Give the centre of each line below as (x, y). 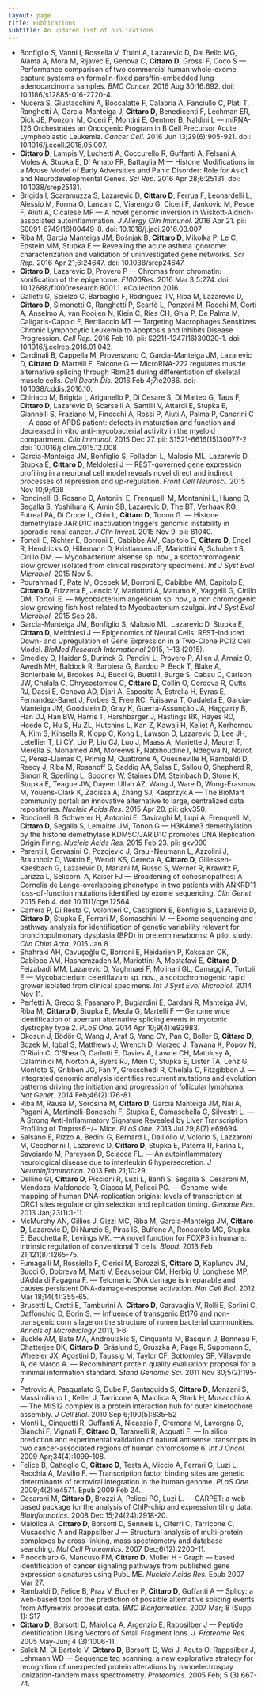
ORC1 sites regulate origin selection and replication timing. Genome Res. (137, 1204)
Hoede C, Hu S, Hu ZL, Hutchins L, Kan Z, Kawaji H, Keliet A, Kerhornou (136, 726)
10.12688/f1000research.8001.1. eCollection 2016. (100, 288)
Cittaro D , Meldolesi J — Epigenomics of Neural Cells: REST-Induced (132, 633)
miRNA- (238, 120)
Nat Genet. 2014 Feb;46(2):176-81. (76, 1095)
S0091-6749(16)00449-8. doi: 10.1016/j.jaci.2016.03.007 (111, 229)
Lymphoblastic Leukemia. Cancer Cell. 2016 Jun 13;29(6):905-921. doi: (135, 137)
